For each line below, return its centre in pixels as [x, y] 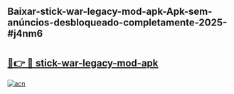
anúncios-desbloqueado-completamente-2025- [117, 23]
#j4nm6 [25, 34]
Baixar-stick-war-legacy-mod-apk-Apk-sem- [110, 12]
